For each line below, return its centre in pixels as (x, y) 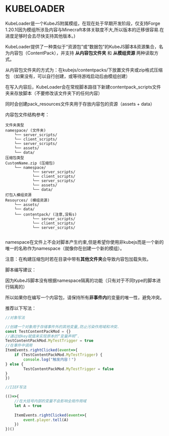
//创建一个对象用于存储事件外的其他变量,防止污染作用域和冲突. (62, 327)
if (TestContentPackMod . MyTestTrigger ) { (58, 355)
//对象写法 (15, 318)
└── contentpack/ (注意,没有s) (46, 214)
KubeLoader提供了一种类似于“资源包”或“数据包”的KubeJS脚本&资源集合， (82, 46)
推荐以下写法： (21, 308)
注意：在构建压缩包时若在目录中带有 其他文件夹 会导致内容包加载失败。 (78, 259)
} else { (14, 364)
